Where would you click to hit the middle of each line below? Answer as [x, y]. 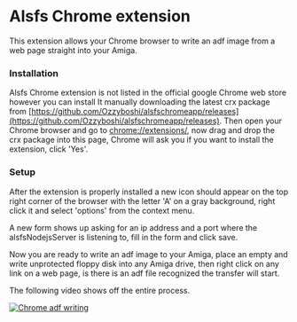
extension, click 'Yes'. [49, 149]
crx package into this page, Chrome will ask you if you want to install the [142, 140]
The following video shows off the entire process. [100, 290]
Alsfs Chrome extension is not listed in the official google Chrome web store [148, 93]
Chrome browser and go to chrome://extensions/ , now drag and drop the [142, 130]
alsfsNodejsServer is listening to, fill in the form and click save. [124, 237]
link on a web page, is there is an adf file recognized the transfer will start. [145, 273]
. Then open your [250, 121]
